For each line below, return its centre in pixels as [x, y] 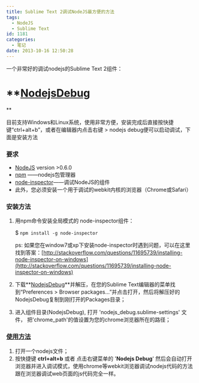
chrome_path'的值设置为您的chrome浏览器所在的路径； [102, 320]
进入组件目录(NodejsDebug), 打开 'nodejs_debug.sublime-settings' [97, 312]
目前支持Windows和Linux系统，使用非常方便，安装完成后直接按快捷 [90, 122]
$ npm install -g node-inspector [56, 233]
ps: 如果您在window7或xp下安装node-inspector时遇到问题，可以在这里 [102, 245]
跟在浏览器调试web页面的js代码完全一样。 [67, 373]
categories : [21, 40]
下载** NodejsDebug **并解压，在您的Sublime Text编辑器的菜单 [93, 285]
